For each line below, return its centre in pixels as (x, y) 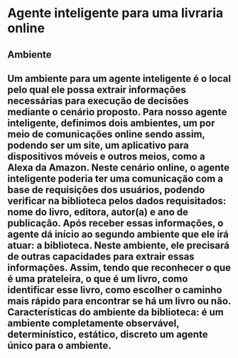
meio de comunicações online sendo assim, (106, 134)
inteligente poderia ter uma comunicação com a (115, 178)
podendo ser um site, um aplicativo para (98, 145)
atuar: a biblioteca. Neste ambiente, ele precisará (118, 245)
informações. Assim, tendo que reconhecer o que (119, 267)
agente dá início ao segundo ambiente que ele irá (118, 234)
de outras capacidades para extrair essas (101, 257)
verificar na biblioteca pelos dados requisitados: (117, 201)
